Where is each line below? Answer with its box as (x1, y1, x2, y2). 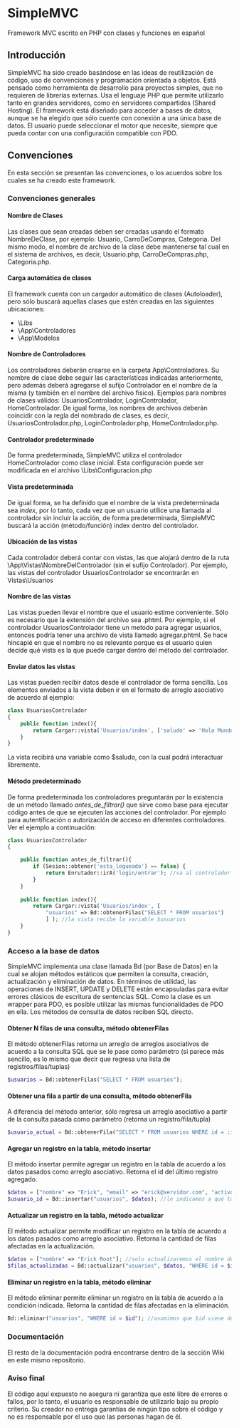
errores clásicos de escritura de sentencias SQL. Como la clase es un (7, 993, 211, 1001)
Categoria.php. (7, 257, 51, 266)
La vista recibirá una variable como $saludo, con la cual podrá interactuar (7, 753, 223, 762)
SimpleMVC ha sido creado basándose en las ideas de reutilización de (7, 68, 213, 76)
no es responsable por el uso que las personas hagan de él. (7, 1412, 183, 1421)
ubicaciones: (7, 304, 45, 313)
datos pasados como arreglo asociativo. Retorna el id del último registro (7, 1167, 218, 1176)
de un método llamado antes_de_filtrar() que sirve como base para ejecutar (7, 800, 229, 809)
